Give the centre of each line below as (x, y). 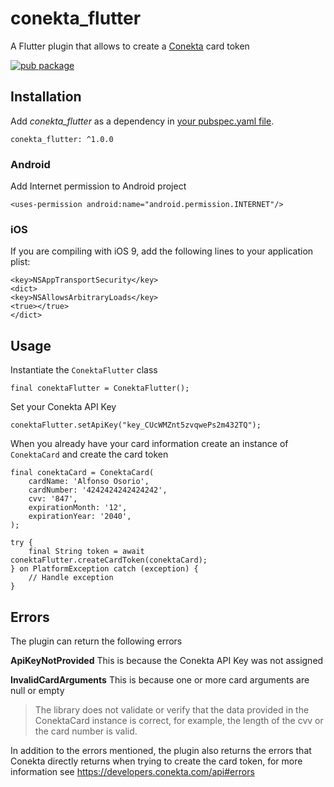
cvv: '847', (53, 499)
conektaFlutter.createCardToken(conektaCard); (109, 560)
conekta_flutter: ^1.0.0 (62, 139)
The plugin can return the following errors (96, 641)
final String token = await (86, 552)
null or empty (37, 690)
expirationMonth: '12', (78, 508)
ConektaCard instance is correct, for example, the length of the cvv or (179, 720)
